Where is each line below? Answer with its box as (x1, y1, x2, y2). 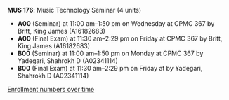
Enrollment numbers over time (7, 85, 95, 93)
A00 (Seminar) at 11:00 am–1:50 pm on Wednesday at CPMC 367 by (17, 20, 215, 27)
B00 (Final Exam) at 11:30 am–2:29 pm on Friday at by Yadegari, (17, 64, 203, 72)
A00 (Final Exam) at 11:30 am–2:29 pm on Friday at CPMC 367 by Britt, (17, 34, 223, 43)
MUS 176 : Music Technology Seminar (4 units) (7, 6, 142, 14)
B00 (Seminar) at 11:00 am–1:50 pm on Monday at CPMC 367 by (17, 49, 204, 57)
